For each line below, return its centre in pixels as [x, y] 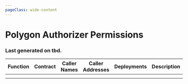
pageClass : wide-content [31, 10]
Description [166, 67]
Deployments [130, 67]
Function [19, 67]
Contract [45, 67]
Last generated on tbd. [33, 50]
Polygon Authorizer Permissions [74, 34]
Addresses [96, 70]
